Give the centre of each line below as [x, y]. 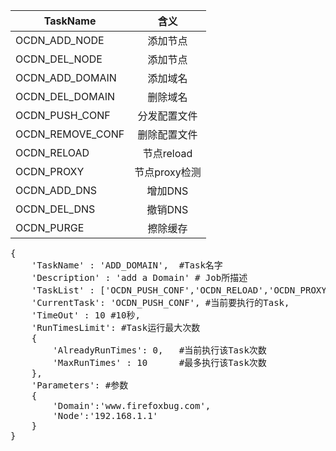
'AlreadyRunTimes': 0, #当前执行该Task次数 [159, 350]
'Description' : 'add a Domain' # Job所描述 [139, 277]
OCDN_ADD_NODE [60, 40]
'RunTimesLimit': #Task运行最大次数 [116, 327]
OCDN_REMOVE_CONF [70, 134]
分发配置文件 [167, 116]
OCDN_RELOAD [52, 152]
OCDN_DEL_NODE [59, 59]
